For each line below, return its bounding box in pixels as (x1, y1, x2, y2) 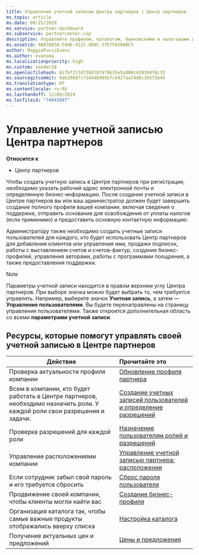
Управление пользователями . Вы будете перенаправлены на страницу (6, 301, 189, 308)
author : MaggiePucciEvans (6, 48, 70, 53)
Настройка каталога (119, 515, 178, 523)
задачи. (9, 414, 31, 422)
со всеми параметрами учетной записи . (6, 313, 112, 321)
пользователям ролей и (119, 431, 188, 440)
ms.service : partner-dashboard (6, 25, 84, 31)
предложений (9, 539, 49, 547)
